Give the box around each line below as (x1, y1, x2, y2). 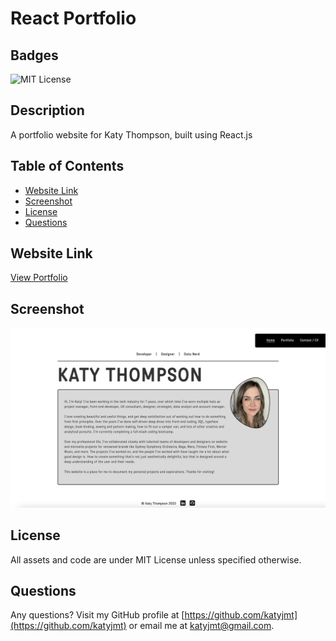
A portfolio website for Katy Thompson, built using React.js (10, 128, 253, 141)
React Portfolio (10, 7, 137, 30)
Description (10, 102, 85, 119)
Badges (10, 47, 59, 64)
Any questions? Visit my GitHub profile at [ (10, 609, 185, 621)
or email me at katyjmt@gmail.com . (128, 620, 275, 632)
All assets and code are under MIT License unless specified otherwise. (10, 553, 302, 566)
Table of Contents (10, 158, 125, 175)
